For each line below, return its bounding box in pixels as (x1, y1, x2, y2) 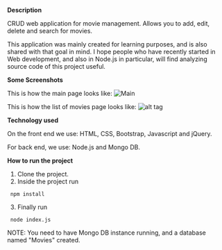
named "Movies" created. (7, 236, 81, 244)
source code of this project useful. (7, 62, 106, 70)
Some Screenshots (7, 76, 64, 84)
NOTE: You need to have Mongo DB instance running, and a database (7, 228, 206, 237)
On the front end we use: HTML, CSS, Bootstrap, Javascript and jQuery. (7, 130, 213, 137)
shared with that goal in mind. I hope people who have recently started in (7, 48, 216, 56)
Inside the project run (17, 177, 79, 185)
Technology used (7, 116, 59, 124)
